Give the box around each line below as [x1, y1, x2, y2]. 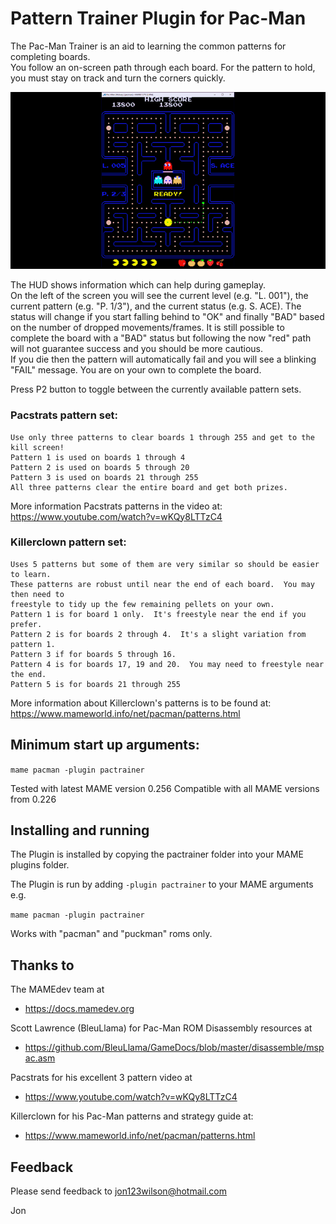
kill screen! [10, 442, 65, 452]
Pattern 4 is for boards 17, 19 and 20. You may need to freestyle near [10, 659, 325, 669]
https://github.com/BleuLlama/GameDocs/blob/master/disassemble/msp [24, 1042, 325, 1054]
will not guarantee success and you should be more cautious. [10, 343, 264, 355]
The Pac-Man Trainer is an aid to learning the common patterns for [10, 40, 287, 52]
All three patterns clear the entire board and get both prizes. [10, 482, 288, 492]
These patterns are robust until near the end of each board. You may [10, 579, 315, 589]
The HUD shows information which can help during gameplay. [10, 279, 266, 291]
